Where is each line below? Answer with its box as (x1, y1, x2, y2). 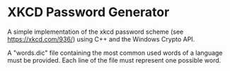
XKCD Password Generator (7, 4, 170, 20)
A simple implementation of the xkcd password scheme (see (7, 27, 184, 36)
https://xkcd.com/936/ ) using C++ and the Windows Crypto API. (7, 34, 195, 43)
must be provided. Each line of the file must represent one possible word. (7, 56, 222, 64)
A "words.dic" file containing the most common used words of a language (7, 49, 223, 57)
